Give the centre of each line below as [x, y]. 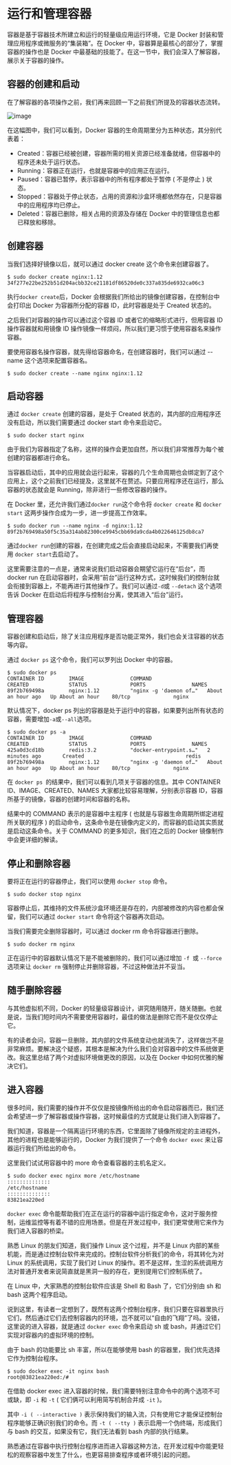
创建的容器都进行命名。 [40, 458]
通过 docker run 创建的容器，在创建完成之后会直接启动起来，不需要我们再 [110, 546]
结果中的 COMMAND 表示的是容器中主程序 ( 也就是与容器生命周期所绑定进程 [115, 814]
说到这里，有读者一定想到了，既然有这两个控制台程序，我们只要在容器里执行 [115, 1309]
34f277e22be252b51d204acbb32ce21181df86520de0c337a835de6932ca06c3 [106, 283]
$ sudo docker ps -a [37, 732]
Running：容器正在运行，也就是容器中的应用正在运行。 [95, 170]
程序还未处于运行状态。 [50, 162]
